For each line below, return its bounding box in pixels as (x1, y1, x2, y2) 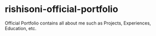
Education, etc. (5, 25, 37, 31)
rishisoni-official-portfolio (5, 3, 119, 15)
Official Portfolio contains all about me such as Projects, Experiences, (5, 20, 151, 26)
